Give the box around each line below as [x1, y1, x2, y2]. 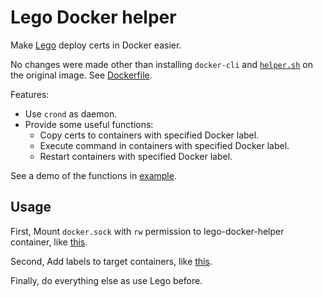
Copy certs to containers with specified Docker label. [39, 129, 260, 141]
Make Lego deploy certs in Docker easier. [10, 39, 182, 51]
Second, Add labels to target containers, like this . [10, 255, 213, 267]
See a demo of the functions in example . [10, 169, 177, 181]
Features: [10, 88, 50, 100]
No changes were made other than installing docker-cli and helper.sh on [10, 58, 313, 70]
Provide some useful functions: [24, 118, 154, 130]
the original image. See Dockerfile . [10, 69, 153, 81]
